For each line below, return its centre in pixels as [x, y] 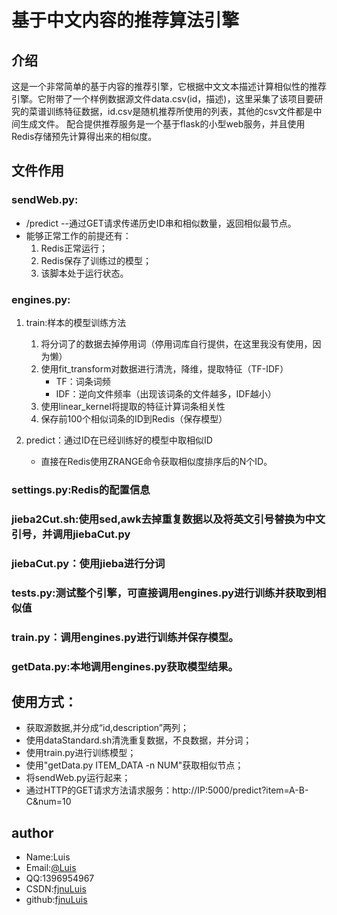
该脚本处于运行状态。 [84, 273]
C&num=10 [48, 802]
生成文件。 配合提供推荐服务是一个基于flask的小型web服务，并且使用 [162, 124]
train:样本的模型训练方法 [76, 322]
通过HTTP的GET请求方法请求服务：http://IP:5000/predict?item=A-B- [167, 790]
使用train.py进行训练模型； [81, 753]
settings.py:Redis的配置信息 [81, 489]
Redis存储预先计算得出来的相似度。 [84, 136]
